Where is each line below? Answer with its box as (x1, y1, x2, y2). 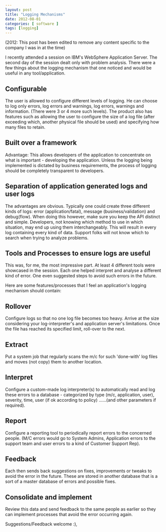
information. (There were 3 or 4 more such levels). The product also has (5, 108, 153, 114)
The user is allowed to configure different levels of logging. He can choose (5, 97, 158, 103)
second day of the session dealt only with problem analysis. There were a (5, 60, 156, 66)
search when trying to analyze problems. (5, 235, 89, 241)
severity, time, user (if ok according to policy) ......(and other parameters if (5, 397, 156, 403)
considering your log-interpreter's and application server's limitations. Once (5, 321, 160, 327)
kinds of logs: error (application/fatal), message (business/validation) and (5, 208, 155, 214)
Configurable (5, 85, 47, 93)
